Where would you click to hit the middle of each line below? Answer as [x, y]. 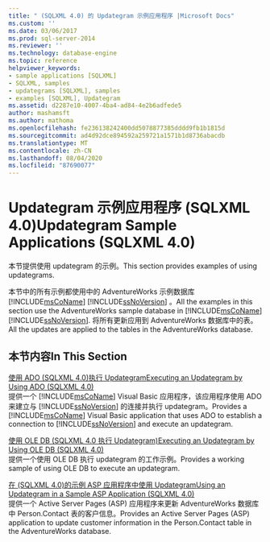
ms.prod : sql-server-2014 [52, 38]
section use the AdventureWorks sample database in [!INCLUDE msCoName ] [135, 311]
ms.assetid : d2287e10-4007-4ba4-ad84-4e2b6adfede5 [95, 106]
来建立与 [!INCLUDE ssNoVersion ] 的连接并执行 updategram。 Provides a [128, 406]
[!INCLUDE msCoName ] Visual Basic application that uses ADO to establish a [135, 415]
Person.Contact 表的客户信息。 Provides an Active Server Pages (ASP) [133, 513]
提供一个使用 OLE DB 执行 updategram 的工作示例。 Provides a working [127, 459]
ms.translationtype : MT [48, 143]
